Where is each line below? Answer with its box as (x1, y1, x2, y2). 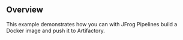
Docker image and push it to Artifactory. (6, 27, 105, 34)
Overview (6, 5, 44, 15)
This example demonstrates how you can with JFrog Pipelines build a (6, 20, 178, 27)
